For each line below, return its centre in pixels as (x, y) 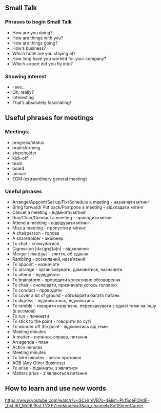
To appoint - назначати (36, 264)
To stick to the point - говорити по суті (51, 321)
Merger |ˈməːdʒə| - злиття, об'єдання (50, 254)
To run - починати (31, 316)
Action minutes (27, 347)
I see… (19, 87)
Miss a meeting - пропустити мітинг (49, 228)
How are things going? (35, 43)
